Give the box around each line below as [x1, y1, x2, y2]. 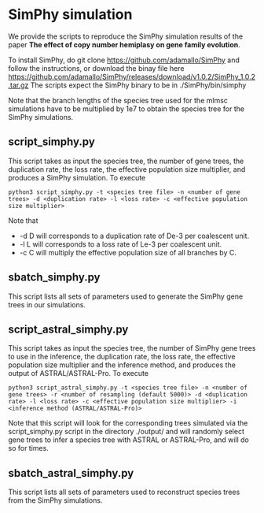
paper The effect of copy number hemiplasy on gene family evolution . [8, 39, 241, 49]
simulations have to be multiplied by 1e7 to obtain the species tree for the [8, 104, 245, 113]
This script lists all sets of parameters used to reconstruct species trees [8, 487, 240, 497]
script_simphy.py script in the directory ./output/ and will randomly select [8, 427, 245, 437]
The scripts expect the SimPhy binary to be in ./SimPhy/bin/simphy [30, 80, 247, 90]
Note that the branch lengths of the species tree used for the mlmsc [8, 95, 228, 105]
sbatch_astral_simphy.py [8, 467, 134, 480]
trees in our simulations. [8, 299, 86, 309]
